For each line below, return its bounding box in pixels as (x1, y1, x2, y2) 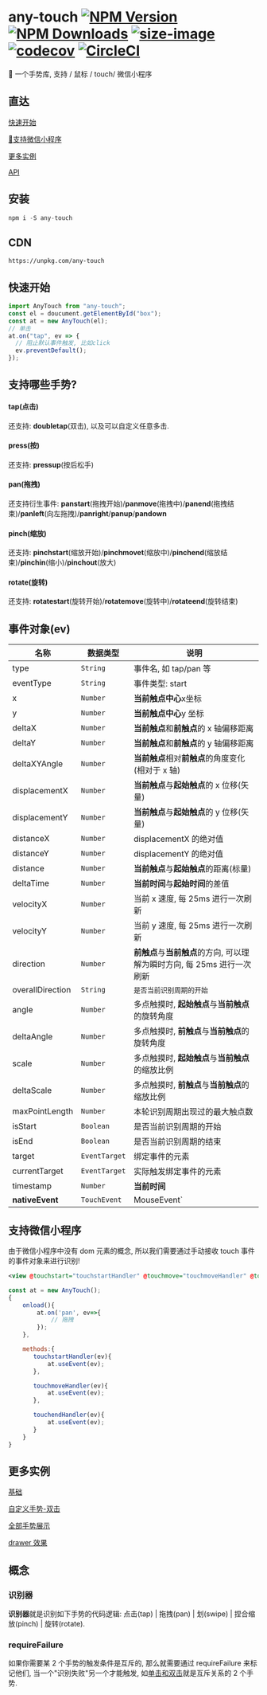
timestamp (12, 1180, 52, 1192)
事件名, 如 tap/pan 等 (133, 664, 211, 675)
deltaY (12, 738, 37, 749)
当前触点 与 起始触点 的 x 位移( (133, 780, 242, 791)
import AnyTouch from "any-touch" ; (8, 303, 126, 311)
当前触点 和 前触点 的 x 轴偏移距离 (133, 723, 254, 734)
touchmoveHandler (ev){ (33, 1382, 109, 1390)
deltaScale (12, 1085, 52, 1096)
